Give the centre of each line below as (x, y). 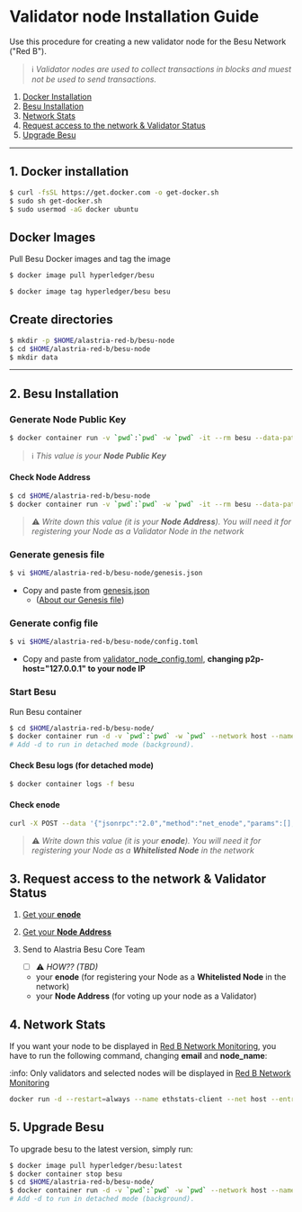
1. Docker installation (69, 172)
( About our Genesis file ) (80, 600)
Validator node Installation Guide (134, 17)
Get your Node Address (67, 932)
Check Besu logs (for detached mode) (82, 765)
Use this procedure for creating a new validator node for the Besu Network (148, 41)
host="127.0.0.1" (54, 669)
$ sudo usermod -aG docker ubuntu (74, 209)
